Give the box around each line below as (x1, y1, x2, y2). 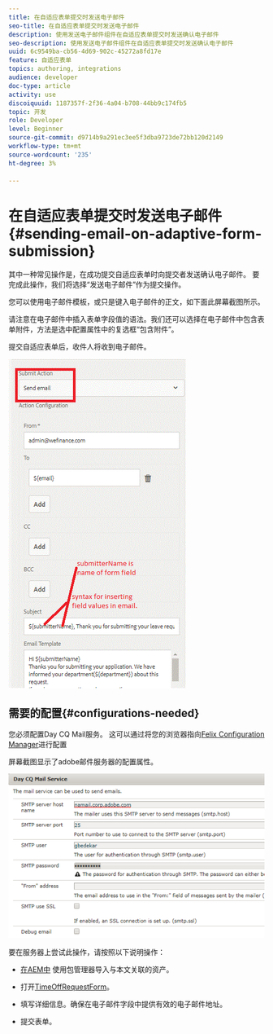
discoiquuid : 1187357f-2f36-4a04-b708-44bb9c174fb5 (8, 99, 187, 108)
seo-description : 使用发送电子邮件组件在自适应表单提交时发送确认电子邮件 (8, 39, 234, 47)
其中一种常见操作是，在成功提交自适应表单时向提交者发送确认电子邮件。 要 (8, 270, 260, 279)
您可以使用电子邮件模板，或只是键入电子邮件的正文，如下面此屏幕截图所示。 (8, 297, 265, 307)
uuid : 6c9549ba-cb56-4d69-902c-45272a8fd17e (8, 47, 162, 56)
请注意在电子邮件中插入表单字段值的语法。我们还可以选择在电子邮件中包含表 (8, 315, 265, 324)
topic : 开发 (8, 108, 46, 116)
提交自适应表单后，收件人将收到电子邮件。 (8, 342, 151, 352)
